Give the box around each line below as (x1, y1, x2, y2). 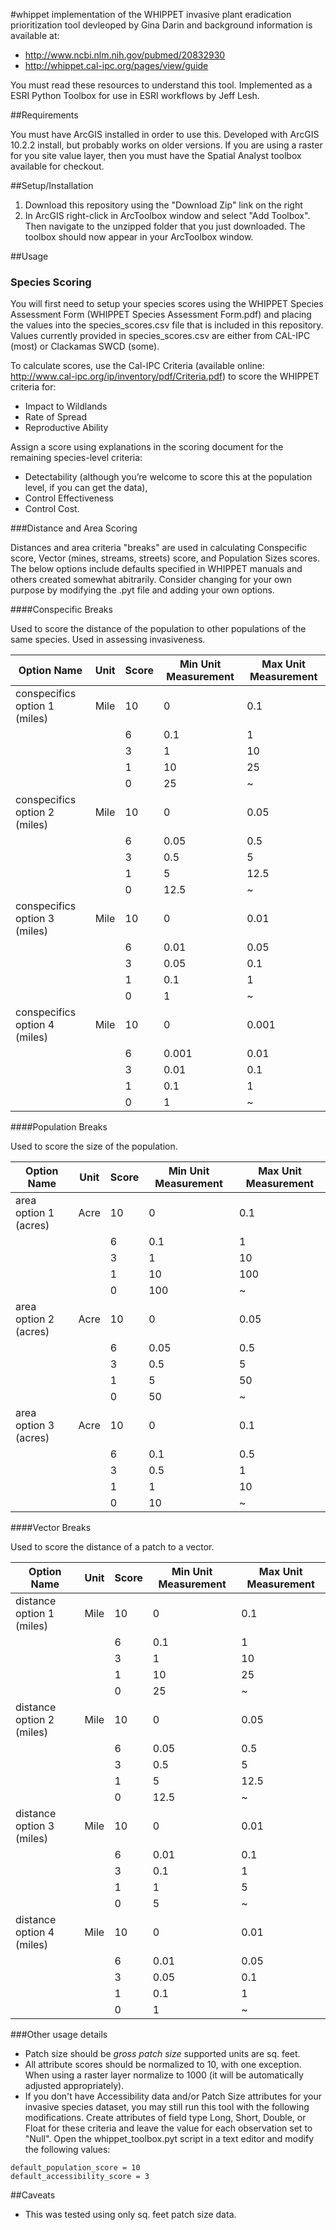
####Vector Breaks (10, 1522, 92, 1534)
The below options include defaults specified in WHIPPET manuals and (10, 563, 303, 575)
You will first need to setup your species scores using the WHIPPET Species (10, 298, 324, 310)
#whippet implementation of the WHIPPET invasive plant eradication (10, 9, 292, 20)
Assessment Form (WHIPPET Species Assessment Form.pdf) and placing (10, 309, 312, 321)
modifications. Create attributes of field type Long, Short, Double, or (24, 2112, 307, 2124)
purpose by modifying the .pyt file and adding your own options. (10, 584, 275, 596)
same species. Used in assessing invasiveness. (10, 634, 206, 646)
